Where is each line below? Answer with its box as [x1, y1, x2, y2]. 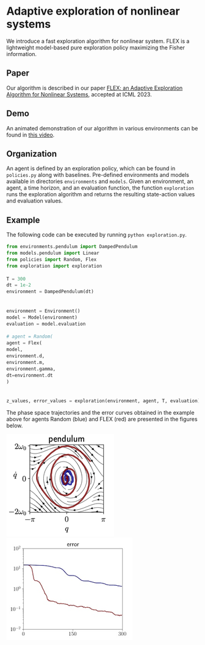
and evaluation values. [6, 197, 63, 205]
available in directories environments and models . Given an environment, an [6, 178, 193, 185]
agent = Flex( [6, 340, 43, 346]
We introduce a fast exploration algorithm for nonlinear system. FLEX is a [6, 37, 190, 45]
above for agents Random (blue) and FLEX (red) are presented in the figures [6, 416, 198, 423]
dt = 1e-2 [6, 282, 32, 288]
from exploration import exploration [6, 263, 103, 269]
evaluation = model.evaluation [6, 321, 86, 327]
